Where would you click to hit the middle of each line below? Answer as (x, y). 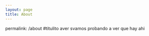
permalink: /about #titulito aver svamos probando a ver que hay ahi (75, 28)
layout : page (19, 10)
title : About (19, 14)
